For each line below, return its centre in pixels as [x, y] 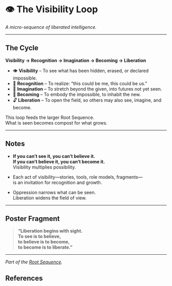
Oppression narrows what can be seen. [54, 192]
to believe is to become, [44, 242]
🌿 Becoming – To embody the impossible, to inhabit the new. [77, 94]
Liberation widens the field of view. [50, 198]
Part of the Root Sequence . [34, 262]
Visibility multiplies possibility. [44, 167]
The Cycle [22, 48]
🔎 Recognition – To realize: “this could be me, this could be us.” [80, 83]
